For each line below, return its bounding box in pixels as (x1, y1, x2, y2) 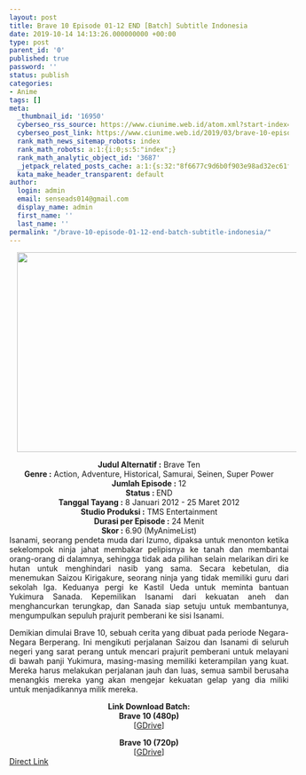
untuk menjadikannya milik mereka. (9, 684, 138, 695)
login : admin (17, 186, 66, 195)
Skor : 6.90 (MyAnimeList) (101, 526, 197, 536)
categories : (9, 79, 53, 88)
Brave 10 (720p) (119, 738, 179, 748)
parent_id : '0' (9, 46, 66, 55)
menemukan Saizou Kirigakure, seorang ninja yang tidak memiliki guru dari (9, 573, 289, 583)
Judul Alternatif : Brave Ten (97, 459, 201, 471)
